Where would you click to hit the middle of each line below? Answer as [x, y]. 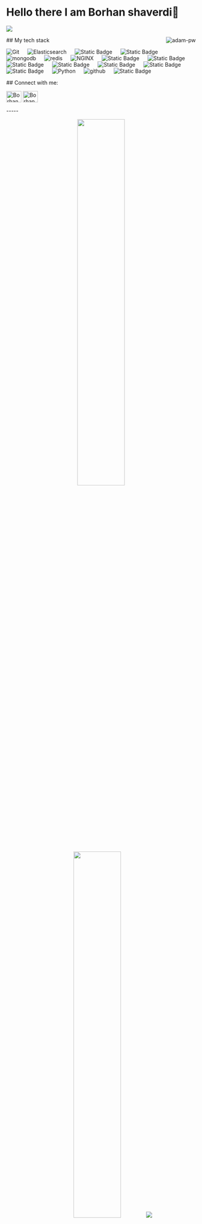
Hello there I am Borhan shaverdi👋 [93, 12]
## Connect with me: [32, 82]
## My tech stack [28, 40]
